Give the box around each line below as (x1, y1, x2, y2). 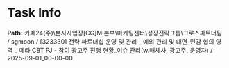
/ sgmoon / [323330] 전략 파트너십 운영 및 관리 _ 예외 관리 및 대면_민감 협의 (7, 37, 214, 46)
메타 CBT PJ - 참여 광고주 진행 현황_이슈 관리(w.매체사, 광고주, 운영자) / (19, 46, 213, 54)
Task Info (7, 5, 62, 21)
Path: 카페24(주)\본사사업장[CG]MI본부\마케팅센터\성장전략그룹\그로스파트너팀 (7, 28, 223, 37)
